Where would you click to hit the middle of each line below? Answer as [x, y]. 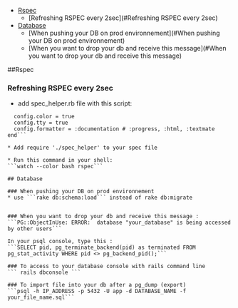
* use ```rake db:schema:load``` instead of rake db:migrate [100, 198]
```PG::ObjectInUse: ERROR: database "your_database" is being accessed [119, 223]
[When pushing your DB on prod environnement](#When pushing [124, 33]
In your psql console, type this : [60, 242]
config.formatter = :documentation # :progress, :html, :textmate [114, 129]
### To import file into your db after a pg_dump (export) [97, 285]
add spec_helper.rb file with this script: [75, 103]
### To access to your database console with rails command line [106, 267]
